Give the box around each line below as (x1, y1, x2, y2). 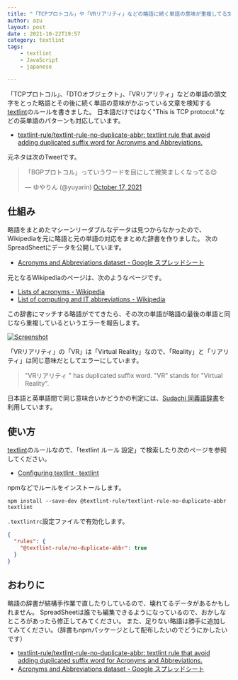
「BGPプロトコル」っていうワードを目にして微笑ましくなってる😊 (24, 167, 217, 176)
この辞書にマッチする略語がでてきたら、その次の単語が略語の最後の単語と (7, 310, 225, 318)
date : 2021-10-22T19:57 (7, 30, 81, 38)
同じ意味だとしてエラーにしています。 (31, 356, 143, 365)
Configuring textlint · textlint (17, 469, 99, 477)
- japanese (20, 63, 52, 70)
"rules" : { (13, 538, 46, 545)
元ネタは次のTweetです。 (7, 152, 81, 161)
